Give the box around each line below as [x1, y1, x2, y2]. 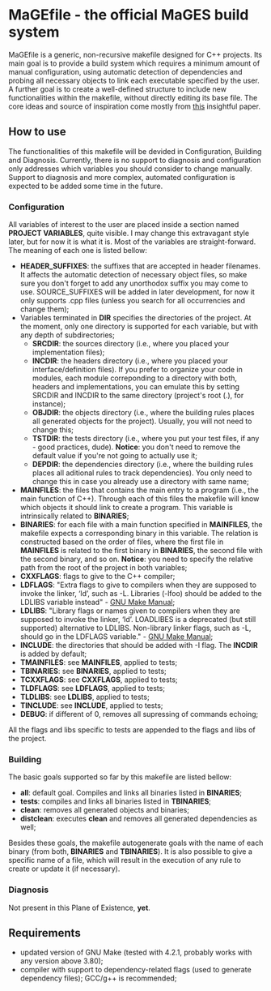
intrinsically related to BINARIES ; [19, 511, 129, 521]
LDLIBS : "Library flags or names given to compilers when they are [19, 606, 240, 616]
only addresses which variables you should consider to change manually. [8, 164, 252, 174]
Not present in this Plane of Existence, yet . [8, 903, 151, 912]
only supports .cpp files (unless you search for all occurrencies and [19, 296, 245, 306]
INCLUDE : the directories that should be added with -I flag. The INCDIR [19, 641, 258, 650]
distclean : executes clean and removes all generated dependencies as [19, 813, 257, 824]
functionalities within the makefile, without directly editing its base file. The [8, 92, 258, 102]
